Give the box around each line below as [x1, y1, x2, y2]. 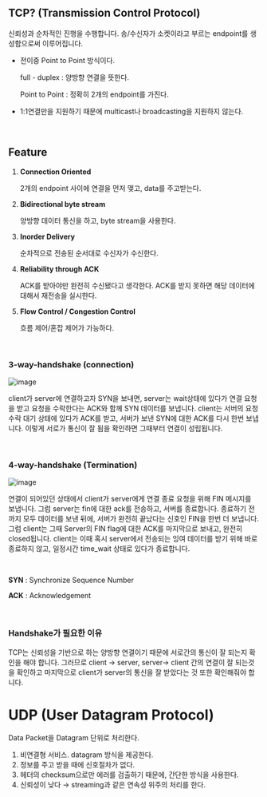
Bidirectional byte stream [19, 199, 106, 208]
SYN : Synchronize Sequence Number [8, 575, 134, 585]
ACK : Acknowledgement [8, 591, 92, 601]
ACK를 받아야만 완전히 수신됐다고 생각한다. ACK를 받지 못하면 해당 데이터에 [19, 280, 255, 290]
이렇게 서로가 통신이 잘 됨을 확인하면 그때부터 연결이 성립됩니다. [25, 423, 223, 433]
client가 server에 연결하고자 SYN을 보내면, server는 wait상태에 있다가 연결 [8, 393, 243, 402]
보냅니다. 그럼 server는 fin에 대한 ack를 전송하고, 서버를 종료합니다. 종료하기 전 [8, 504, 255, 513]
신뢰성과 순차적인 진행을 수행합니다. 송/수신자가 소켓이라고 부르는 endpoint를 [8, 28, 249, 38]
